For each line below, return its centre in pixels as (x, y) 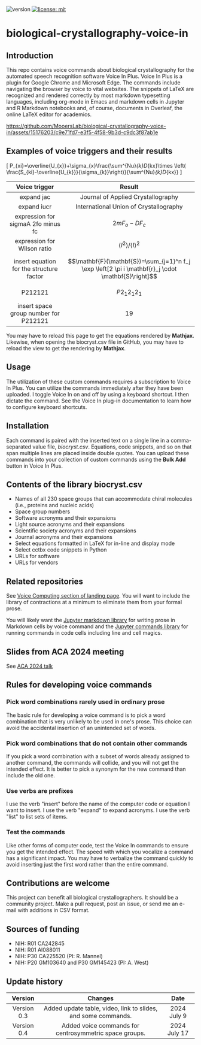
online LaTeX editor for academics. (49, 114)
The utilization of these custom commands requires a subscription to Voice (99, 381)
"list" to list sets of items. (37, 817)
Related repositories (45, 581)
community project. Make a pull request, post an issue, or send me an (92, 904)
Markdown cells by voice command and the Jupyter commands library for (97, 626)
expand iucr (35, 207)
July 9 (178, 1016)
